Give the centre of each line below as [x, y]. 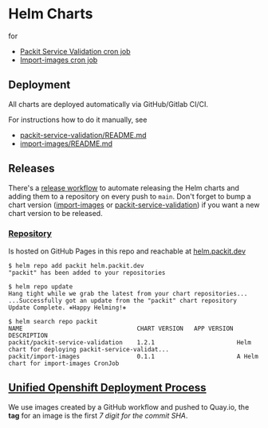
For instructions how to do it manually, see [78, 120]
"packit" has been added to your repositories [87, 273]
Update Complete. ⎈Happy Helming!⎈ [67, 308]
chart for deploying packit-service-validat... [89, 349]
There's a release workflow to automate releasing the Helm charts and [124, 187]
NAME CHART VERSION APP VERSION [121, 328]
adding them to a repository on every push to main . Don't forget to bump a [130, 196]
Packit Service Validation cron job [75, 51]
